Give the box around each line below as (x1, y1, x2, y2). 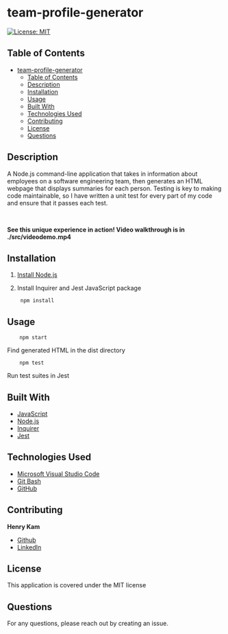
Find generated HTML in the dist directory (7, 346, 125, 354)
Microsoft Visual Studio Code (16, 469, 100, 478)
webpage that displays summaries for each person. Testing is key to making (7, 184, 222, 192)
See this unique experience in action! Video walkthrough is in (7, 225, 185, 234)
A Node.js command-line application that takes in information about (7, 170, 198, 178)
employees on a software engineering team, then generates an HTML (7, 177, 203, 185)
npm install (20, 297, 55, 304)
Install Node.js (16, 271, 58, 279)
